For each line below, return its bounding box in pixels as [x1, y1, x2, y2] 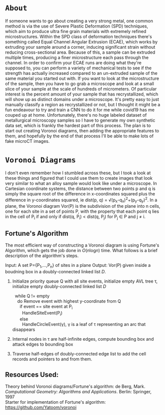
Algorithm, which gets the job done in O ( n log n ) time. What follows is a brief [5, 247, 158, 253]
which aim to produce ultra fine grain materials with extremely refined [5, 28, 147, 34]
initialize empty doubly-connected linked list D [12, 283, 106, 289]
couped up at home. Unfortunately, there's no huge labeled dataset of [5, 112, 147, 118]
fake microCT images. [5, 138, 50, 144]
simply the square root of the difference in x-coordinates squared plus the [5, 191, 155, 196]
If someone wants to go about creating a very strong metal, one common [5, 18, 154, 24]
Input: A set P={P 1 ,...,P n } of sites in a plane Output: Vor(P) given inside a [5, 262, 151, 269]
